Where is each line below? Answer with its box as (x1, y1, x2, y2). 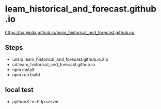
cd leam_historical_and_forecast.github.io (12, 61, 96, 67)
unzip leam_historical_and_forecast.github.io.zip (12, 56, 108, 62)
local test (5, 86, 34, 94)
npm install (12, 67, 34, 72)
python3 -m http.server (12, 98, 59, 104)
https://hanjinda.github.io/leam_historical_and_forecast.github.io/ (5, 29, 135, 35)
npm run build (12, 71, 40, 78)
